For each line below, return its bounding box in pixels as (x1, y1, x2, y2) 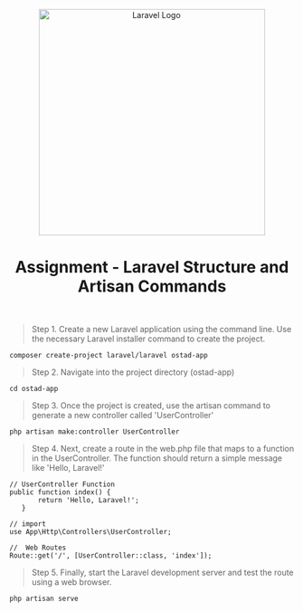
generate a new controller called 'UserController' (31, 409, 214, 420)
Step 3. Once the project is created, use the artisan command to (31, 399, 271, 411)
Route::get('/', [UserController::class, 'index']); (9, 550, 213, 560)
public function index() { (9, 487, 111, 497)
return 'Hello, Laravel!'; (37, 495, 140, 504)
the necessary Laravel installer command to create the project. (31, 333, 265, 344)
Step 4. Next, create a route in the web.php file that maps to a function (31, 443, 295, 454)
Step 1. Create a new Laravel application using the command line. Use (31, 323, 292, 334)
